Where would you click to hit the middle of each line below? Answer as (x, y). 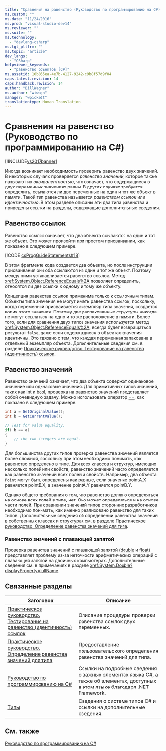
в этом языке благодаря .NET (114, 687)
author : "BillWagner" (27, 88)
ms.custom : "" (20, 14)
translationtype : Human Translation (43, 102)
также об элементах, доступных (117, 681)
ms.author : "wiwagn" (26, 93)
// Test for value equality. (35, 425)
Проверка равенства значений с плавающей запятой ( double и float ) (78, 550)
